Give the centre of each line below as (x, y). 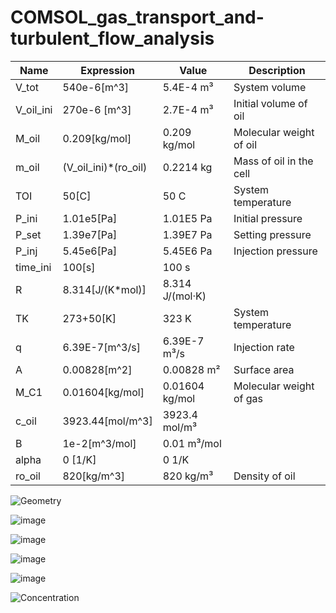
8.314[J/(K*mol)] (104, 289)
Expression (107, 70)
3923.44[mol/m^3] (107, 421)
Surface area (264, 369)
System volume (270, 87)
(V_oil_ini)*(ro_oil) (105, 167)
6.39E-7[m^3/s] (101, 347)
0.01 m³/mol (192, 443)
